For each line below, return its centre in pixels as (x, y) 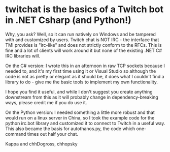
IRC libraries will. (23, 56)
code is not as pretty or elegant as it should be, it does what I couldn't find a (85, 76)
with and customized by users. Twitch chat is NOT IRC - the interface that (82, 40)
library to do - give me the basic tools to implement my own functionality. (82, 82)
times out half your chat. (53, 134)
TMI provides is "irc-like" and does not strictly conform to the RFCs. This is (83, 45)
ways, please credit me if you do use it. (46, 102)
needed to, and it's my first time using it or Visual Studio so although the (81, 71)
